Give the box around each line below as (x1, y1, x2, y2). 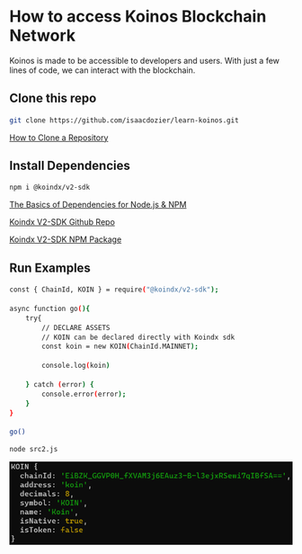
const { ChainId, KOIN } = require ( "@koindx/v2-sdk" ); (9, 285, 219, 294)
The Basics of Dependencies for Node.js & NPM (9, 200, 187, 210)
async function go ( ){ (9, 304, 91, 313)
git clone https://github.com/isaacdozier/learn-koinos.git (9, 115, 240, 125)
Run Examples (9, 260, 92, 275)
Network (9, 25, 76, 46)
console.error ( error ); (41, 389, 127, 398)
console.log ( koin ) (41, 362, 111, 371)
